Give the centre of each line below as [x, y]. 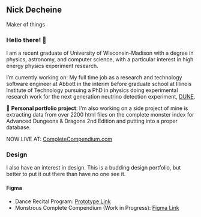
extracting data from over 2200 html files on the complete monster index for [100, 115]
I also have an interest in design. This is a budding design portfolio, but [94, 168]
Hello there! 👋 [26, 40]
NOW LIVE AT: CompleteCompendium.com [59, 139]
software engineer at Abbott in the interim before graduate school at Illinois [99, 84]
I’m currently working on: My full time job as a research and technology [94, 78]
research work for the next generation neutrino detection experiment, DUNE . [101, 97]
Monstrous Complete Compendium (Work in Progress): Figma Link [97, 207]
